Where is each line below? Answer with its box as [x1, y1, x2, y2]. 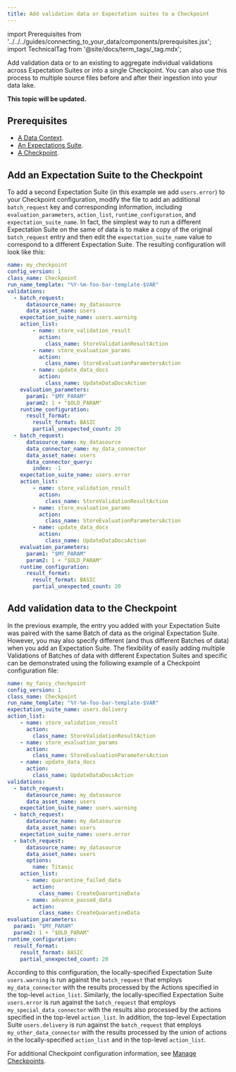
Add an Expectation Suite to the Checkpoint [7, 169, 203, 181]
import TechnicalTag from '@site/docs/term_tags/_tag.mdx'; [7, 44, 182, 53]
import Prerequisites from [7, 30, 82, 38]
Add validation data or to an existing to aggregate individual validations [7, 58, 213, 67]
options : [25, 857, 52, 865]
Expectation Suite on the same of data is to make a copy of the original [7, 225, 213, 234]
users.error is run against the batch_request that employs [7, 998, 176, 1006]
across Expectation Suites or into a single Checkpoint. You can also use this [7, 66, 228, 74]
